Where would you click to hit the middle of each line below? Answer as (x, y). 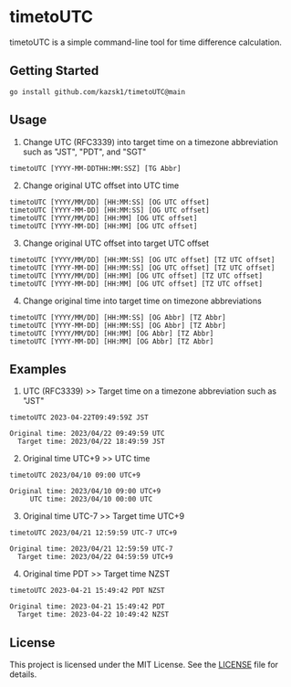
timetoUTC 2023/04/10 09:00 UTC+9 (75, 476)
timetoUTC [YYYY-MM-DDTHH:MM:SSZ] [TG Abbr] (95, 168)
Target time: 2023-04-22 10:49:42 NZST (94, 615)
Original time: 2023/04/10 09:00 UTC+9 (85, 491)
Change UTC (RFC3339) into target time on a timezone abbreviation (150, 142)
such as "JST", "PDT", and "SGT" (84, 152)
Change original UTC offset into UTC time (101, 185)
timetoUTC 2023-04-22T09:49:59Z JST (79, 417)
